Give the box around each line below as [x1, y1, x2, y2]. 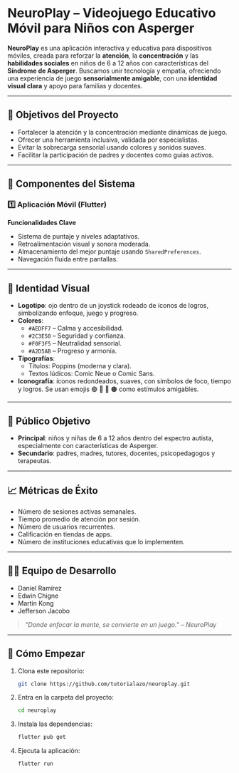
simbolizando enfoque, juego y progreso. [17, 308, 139, 318]
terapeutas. [17, 457, 52, 465]
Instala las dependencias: [17, 720, 92, 728]
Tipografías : [17, 354, 55, 363]
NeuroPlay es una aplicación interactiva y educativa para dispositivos [7, 43, 212, 52]
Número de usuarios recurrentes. [17, 522, 115, 531]
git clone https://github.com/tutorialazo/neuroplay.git [17, 680, 191, 688]
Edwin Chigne [17, 591, 59, 600]
